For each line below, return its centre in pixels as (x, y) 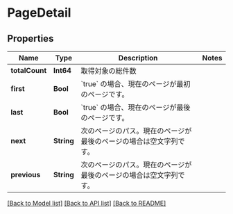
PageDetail (39, 13)
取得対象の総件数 (109, 71)
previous (26, 175)
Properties (31, 39)
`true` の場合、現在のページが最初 (136, 84)
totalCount (29, 71)
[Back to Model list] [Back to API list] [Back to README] (87, 203)
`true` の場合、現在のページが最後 (136, 107)
